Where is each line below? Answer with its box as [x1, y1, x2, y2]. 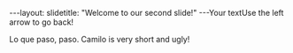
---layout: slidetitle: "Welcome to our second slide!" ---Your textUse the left [9, 8, 284, 18]
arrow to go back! [9, 17, 73, 27]
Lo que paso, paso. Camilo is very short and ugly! [9, 34, 190, 44]
